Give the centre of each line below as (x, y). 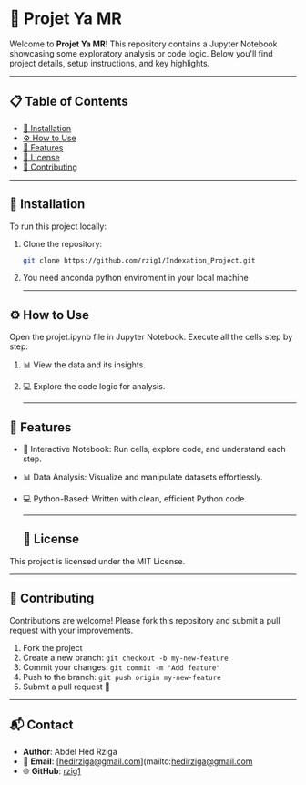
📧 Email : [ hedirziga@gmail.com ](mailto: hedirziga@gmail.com (138, 761)
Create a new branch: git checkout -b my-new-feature (126, 657)
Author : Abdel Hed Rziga (70, 751)
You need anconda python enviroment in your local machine (135, 278)
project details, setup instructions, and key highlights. (110, 63)
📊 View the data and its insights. (84, 365)
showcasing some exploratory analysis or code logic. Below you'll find (141, 53)
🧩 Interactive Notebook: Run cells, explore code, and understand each (154, 449)
